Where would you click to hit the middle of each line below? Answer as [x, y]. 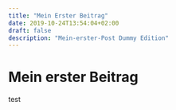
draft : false [30, 30]
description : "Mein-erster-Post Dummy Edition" [89, 38]
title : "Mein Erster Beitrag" [59, 16]
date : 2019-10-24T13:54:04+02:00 [64, 23]
